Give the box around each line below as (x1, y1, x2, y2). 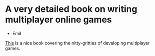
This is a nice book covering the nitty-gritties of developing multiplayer (5, 40, 150, 46)
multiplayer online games (5, 14, 112, 25)
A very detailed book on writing (5, 3, 138, 15)
